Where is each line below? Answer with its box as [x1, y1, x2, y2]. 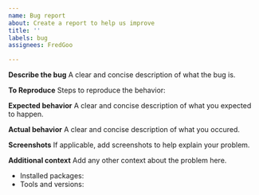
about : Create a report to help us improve [8, 19, 155, 27]
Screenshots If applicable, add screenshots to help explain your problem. [8, 140, 250, 150]
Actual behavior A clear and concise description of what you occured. [8, 125, 241, 135]
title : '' [8, 26, 41, 34]
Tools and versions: [19, 180, 84, 189]
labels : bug [8, 33, 48, 42]
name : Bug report [8, 11, 66, 20]
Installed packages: [19, 171, 84, 181]
